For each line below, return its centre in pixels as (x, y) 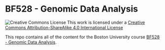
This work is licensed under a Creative (106, 22)
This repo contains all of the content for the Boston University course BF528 (82, 37)
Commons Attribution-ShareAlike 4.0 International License (64, 27)
